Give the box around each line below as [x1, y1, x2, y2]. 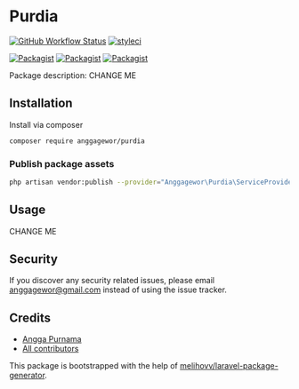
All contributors [21, 344, 79, 354]
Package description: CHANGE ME [9, 69, 136, 81]
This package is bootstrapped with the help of [9, 361, 178, 371]
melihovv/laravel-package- [179, 361, 279, 371]
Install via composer [9, 119, 84, 130]
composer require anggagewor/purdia [9, 136, 145, 146]
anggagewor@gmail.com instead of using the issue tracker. [9, 284, 227, 295]
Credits [9, 310, 52, 325]
